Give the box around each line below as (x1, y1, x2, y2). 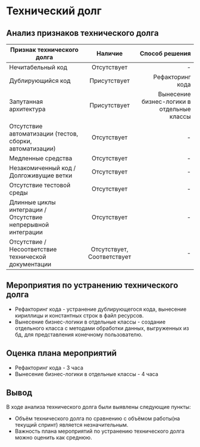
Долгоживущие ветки (9, 171, 73, 180)
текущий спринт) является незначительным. (14, 421, 129, 428)
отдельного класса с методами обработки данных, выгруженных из (14, 324, 189, 332)
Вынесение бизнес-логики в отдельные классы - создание (14, 318, 165, 325)
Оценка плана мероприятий (6, 348, 117, 359)
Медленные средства (9, 154, 73, 162)
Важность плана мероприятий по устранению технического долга (14, 428, 185, 435)
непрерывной (9, 221, 49, 229)
